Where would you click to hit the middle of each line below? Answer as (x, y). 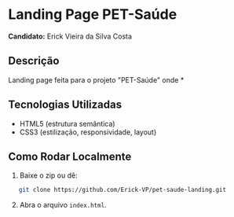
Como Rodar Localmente (70, 156)
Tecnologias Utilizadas (65, 105)
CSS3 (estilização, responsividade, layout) (88, 132)
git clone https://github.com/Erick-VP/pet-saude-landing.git (122, 190)
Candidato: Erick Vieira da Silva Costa (70, 36)
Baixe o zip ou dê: (48, 175)
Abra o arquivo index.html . (63, 205)
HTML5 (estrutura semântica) (67, 123)
